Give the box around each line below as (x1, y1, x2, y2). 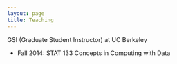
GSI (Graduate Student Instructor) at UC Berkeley (7, 35, 147, 43)
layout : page (7, 10, 45, 17)
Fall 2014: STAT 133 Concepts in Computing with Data (17, 49, 171, 57)
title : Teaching (7, 17, 54, 23)
